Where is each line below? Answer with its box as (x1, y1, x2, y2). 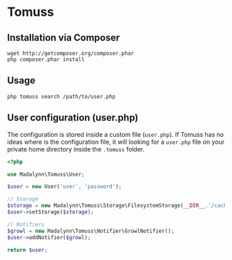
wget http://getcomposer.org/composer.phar (7, 50, 135, 57)
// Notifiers (7, 221, 45, 228)
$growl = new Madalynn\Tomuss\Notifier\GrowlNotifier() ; (7, 228, 175, 234)
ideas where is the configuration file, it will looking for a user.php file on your (7, 138, 225, 146)
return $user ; (7, 246, 48, 253)
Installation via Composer (7, 32, 120, 44)
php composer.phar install (7, 56, 85, 63)
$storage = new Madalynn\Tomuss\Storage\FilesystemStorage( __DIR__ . (7, 202, 209, 210)
